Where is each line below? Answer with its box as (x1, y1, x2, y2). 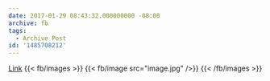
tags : (8, 26, 27, 34)
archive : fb (8, 19, 48, 27)
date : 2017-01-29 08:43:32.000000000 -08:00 (8, 11, 160, 20)
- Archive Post (15, 34, 67, 43)
